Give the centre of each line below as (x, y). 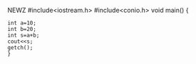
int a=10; (22, 23)
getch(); (20, 48)
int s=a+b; (24, 35)
